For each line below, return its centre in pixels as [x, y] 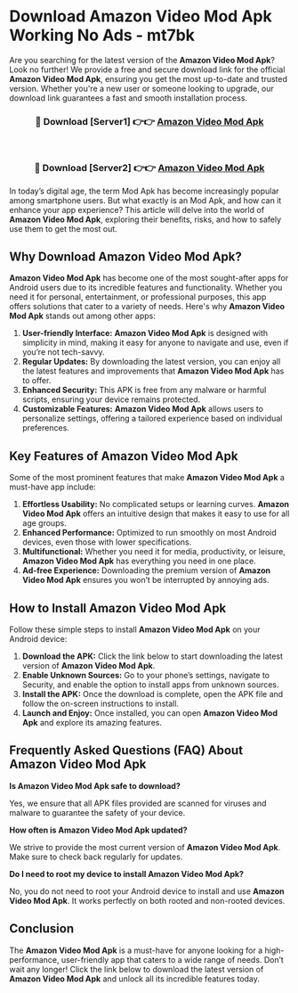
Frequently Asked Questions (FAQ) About [126, 751]
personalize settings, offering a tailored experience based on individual [152, 419]
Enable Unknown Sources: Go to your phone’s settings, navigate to [146, 675]
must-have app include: [52, 487]
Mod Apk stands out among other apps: [82, 316]
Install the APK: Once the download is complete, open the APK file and [153, 693]
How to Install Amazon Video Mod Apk [118, 608]
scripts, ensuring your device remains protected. [111, 399]
